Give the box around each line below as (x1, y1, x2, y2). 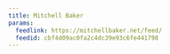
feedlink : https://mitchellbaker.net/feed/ (15, 26, 162, 34)
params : (8, 19, 34, 27)
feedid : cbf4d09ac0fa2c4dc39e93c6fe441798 (15, 33, 159, 42)
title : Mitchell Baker (8, 11, 84, 20)
